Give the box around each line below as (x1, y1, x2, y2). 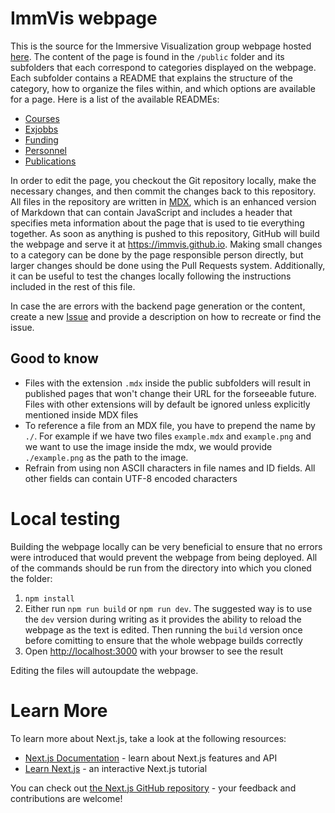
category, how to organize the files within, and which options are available (10, 82, 316, 94)
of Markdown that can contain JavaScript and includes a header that (10, 206, 293, 218)
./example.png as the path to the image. (24, 451, 189, 463)
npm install (24, 593, 75, 604)
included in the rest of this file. (10, 280, 136, 292)
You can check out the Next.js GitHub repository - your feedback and (10, 782, 297, 794)
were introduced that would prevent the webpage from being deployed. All (10, 551, 318, 563)
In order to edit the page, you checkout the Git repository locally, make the (10, 174, 317, 186)
